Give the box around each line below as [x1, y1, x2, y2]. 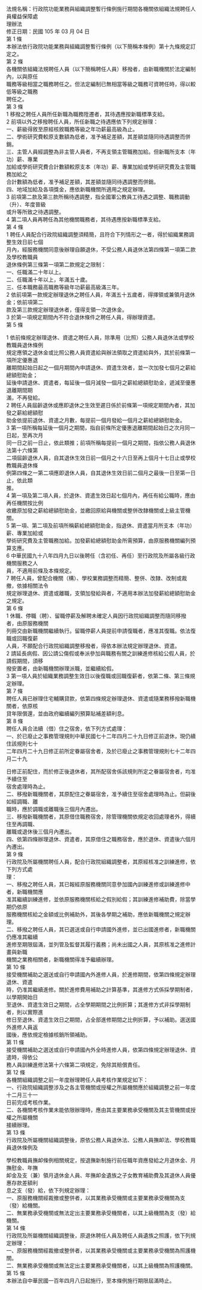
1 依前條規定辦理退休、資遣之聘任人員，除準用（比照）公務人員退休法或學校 [6, 334, 194, 341]
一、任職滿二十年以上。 [6, 268, 64, 276]
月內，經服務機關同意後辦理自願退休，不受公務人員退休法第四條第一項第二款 [6, 246, 196, 253]
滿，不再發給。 [6, 394, 43, 401]
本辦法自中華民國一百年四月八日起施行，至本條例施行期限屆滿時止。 [6, 1277, 175, 1284]
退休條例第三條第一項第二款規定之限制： [6, 261, 106, 268]
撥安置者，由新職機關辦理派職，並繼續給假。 [6, 665, 117, 672]
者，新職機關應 [6, 888, 43, 895]
